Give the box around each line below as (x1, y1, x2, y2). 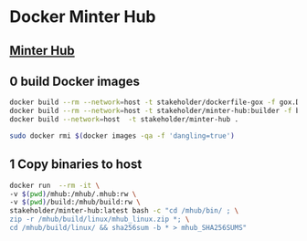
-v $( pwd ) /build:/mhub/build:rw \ (9, 198, 142, 207)
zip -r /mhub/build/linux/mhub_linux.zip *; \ (9, 215, 190, 225)
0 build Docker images (9, 73, 140, 89)
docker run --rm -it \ (9, 181, 101, 190)
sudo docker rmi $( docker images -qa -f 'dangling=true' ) (9, 131, 235, 141)
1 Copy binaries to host (9, 157, 143, 173)
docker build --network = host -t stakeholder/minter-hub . (9, 115, 239, 124)
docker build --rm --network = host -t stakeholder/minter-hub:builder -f (9, 107, 292, 116)
